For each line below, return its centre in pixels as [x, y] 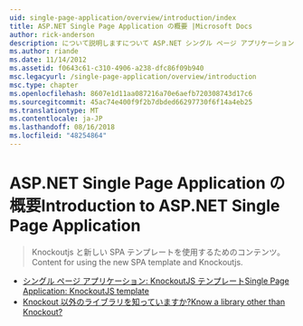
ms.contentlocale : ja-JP [56, 119]
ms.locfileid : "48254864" [58, 136]
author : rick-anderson [52, 34]
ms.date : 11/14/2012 [48, 60]
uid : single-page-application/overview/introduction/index [123, 18]
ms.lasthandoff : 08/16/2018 [62, 128]
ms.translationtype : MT [54, 110]
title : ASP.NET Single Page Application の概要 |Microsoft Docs [131, 26]
